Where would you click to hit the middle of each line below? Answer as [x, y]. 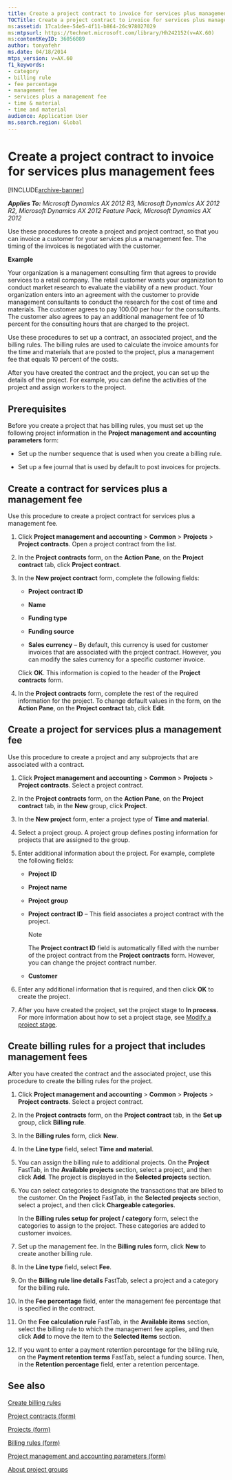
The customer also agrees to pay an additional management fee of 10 [106, 317]
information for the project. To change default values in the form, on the [119, 701]
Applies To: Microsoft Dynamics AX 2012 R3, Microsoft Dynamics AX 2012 [114, 203]
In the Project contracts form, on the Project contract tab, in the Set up [120, 1115]
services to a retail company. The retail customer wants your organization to [116, 280]
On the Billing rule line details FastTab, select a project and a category [118, 1280]
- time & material [34, 103]
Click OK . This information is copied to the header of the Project [109, 673]
